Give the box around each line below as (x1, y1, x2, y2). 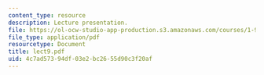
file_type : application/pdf (8, 33, 101, 41)
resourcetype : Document (8, 41, 86, 48)
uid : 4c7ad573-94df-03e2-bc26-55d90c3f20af (8, 55, 153, 63)
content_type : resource (8, 11, 86, 20)
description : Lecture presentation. (8, 19, 128, 27)
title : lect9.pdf (8, 48, 65, 55)
